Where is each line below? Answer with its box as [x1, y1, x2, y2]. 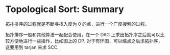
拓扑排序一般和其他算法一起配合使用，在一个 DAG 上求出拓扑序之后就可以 [5, 31, 161, 37]
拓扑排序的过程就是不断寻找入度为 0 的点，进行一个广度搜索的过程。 [5, 21, 150, 27]
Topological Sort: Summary [5, 4, 124, 15]
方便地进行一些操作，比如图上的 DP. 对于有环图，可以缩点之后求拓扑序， [9, 38, 163, 44]
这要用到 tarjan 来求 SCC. [5, 44, 59, 50]
